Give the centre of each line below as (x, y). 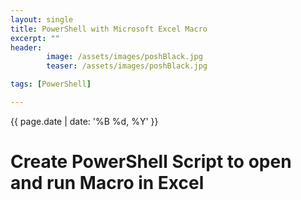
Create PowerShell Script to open (151, 162)
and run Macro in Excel (107, 183)
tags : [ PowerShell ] (51, 84)
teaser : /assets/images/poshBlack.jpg (127, 66)
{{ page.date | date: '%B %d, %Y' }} (84, 121)
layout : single (42, 19)
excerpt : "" (35, 38)
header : (26, 47)
